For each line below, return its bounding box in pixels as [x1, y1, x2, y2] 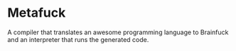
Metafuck [7, 5, 66, 21]
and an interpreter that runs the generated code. [7, 35, 149, 43]
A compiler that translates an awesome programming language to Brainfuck [7, 28, 229, 36]
